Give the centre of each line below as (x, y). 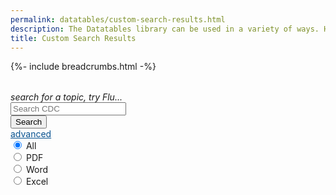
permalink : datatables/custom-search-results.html (118, 19)
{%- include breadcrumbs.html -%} (83, 67)
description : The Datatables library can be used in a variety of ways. (165, 29)
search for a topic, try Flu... (66, 97)
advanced (31, 134)
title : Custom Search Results (73, 38)
